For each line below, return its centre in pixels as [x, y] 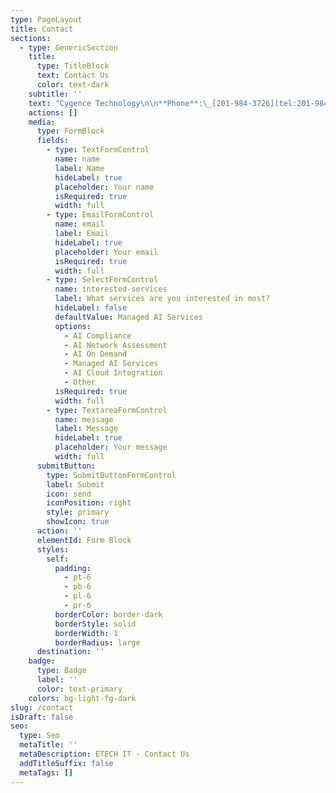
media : [42, 122]
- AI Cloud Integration [113, 373]
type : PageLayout [46, 19]
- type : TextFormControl [98, 150]
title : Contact [42, 29]
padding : [73, 568]
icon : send [69, 494]
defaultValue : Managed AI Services [128, 317]
